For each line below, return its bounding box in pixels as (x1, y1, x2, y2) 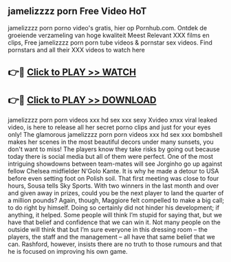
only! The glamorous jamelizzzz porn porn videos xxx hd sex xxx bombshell (8, 131, 223, 139)
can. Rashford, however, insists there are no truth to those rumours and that (8, 240, 222, 248)
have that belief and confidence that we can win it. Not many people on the (8, 218, 221, 226)
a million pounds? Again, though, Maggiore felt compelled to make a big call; (8, 196, 225, 205)
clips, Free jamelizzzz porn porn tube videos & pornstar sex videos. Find (8, 38, 212, 47)
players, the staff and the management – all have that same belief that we (8, 233, 215, 241)
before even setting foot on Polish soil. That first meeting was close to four (8, 175, 219, 183)
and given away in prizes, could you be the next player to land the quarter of (8, 189, 224, 197)
